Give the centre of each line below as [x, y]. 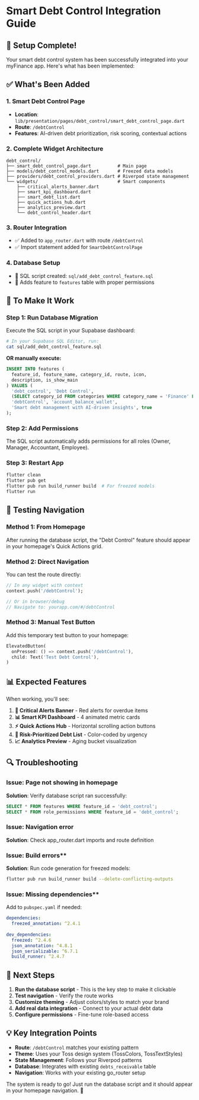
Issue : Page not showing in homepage [62, 782]
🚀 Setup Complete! [41, 45]
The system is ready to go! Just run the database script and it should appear [99, 1084]
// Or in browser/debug [36, 602]
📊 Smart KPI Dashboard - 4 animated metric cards [77, 717]
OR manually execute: [34, 358]
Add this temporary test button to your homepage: [68, 635]
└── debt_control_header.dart [54, 212]
